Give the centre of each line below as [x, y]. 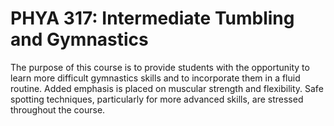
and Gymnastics [79, 39]
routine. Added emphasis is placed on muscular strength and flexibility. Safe [167, 88]
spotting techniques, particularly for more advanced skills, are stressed [157, 99]
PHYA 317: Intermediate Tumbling [152, 18]
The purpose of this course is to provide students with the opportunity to [160, 67]
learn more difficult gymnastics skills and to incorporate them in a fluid [155, 78]
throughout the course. [58, 109]
